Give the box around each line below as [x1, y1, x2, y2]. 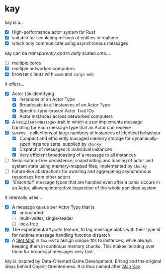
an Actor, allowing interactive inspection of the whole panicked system [11, 185, 157, 191]
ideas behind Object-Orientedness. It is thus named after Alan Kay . [4, 263, 142, 269]
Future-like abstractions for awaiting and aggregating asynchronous [11, 169, 152, 174]
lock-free [19, 221, 38, 227]
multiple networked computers [11, 66, 75, 72]
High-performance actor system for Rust [11, 29, 95, 35]
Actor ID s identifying [11, 91, 54, 97]
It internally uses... [4, 194, 43, 200]
